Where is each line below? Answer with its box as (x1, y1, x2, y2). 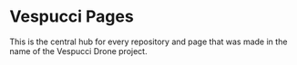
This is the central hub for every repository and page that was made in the (9, 36, 288, 47)
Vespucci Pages (9, 6, 134, 27)
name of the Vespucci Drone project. (9, 45, 148, 56)
